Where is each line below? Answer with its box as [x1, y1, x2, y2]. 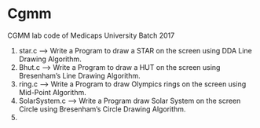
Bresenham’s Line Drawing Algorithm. [18, 71, 141, 80]
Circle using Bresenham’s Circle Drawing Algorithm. [18, 104, 186, 114]
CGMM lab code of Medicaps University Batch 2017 [7, 31, 175, 40]
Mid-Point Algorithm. [18, 87, 87, 97]
